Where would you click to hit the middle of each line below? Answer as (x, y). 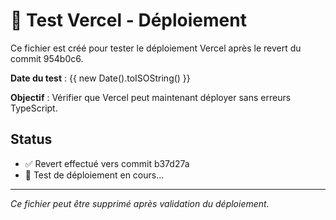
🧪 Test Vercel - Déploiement (128, 20)
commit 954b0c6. (47, 58)
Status (31, 139)
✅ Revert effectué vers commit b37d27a (107, 163)
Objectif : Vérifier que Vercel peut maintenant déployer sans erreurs (151, 97)
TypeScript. (34, 108)
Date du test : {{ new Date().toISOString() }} (100, 78)
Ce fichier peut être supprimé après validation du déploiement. (140, 203)
